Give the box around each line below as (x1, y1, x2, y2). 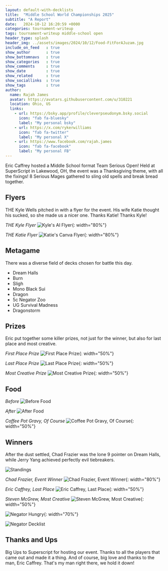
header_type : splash (5, 36, 49, 41)
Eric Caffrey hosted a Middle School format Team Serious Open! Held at (5, 162, 155, 169)
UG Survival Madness (12, 302, 58, 308)
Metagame (5, 247, 40, 255)
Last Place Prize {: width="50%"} (5, 360, 114, 366)
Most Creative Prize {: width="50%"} (5, 370, 129, 376)
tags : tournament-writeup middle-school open (5, 31, 103, 36)
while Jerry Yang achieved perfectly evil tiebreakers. (5, 457, 115, 463)
